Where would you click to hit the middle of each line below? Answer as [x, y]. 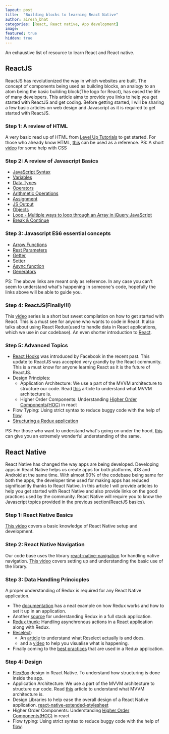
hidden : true [19, 38]
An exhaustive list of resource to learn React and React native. [70, 52]
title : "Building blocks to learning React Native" [62, 15]
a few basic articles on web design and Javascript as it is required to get [80, 107]
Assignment [25, 199]
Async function [28, 266]
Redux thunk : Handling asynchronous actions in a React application [82, 622]
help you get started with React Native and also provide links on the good [81, 491]
